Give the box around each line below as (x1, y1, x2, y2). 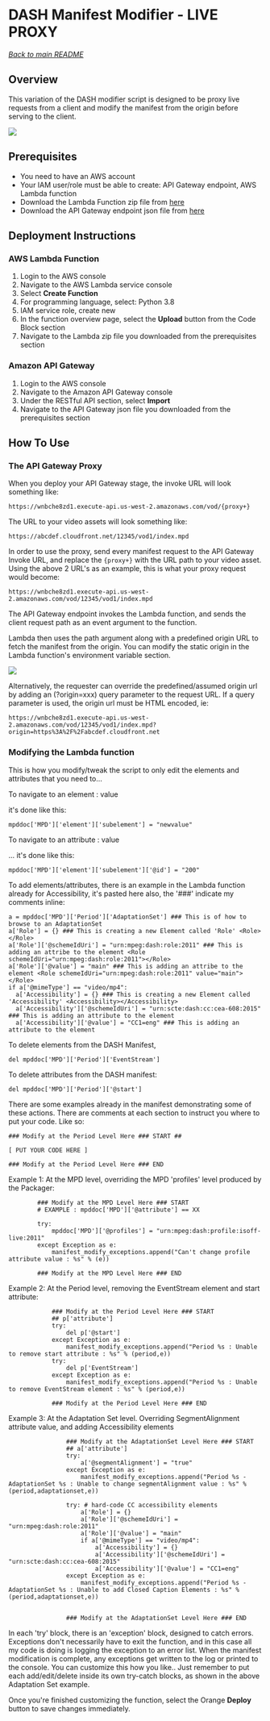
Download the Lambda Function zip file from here (19, 197, 185, 206)
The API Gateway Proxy (8, 460, 102, 471)
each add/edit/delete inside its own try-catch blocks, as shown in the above (8, 1671, 260, 1681)
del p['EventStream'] (65, 1364, 139, 1372)
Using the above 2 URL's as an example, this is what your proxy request (8, 564, 247, 573)
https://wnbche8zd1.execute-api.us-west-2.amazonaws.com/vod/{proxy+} (8, 502, 251, 511)
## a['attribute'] (65, 1444, 128, 1452)
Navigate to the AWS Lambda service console (19, 280, 172, 290)
